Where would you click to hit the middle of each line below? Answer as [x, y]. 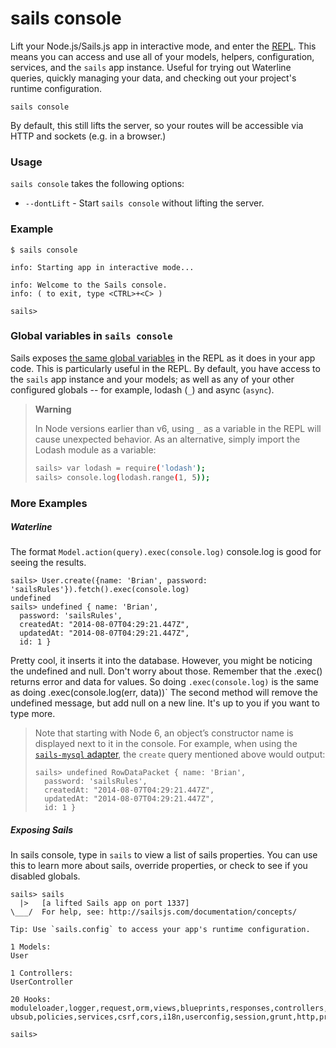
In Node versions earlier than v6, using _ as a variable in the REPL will [178, 428]
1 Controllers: [42, 973]
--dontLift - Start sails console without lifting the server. [144, 203]
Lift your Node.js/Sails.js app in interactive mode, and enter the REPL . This [163, 46]
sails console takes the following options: [97, 184]
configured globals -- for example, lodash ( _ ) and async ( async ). [142, 389]
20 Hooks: [31, 1000]
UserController [42, 982]
